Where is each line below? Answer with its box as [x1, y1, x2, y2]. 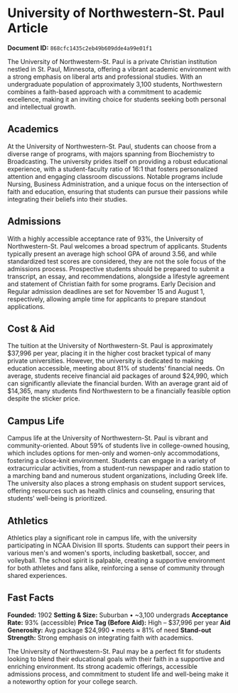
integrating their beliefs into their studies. [7, 195, 128, 203]
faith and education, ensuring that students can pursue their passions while [7, 187, 229, 196]
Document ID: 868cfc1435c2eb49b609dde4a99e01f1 [7, 43, 153, 52]
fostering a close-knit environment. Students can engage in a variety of [7, 457, 217, 465]
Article [7, 20, 48, 36]
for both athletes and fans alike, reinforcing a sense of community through [7, 564, 225, 572]
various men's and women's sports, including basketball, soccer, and [7, 549, 210, 557]
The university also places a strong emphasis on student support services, [7, 479, 226, 488]
